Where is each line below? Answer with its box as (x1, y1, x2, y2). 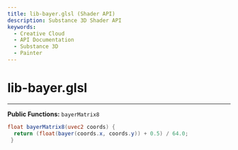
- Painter (13, 50, 42, 57)
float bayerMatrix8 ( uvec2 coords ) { (7, 123, 115, 130)
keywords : (7, 23, 37, 30)
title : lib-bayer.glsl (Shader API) (7, 10, 115, 18)
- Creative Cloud (13, 30, 65, 37)
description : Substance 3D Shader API (7, 17, 122, 24)
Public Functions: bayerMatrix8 (7, 110, 100, 118)
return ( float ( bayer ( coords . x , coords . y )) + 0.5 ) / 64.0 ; (13, 130, 189, 137)
